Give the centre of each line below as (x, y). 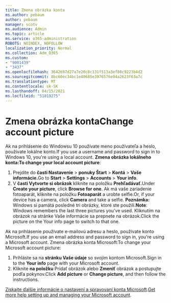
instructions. (26, 279)
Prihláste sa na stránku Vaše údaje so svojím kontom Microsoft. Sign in (87, 258)
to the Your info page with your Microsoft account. (66, 263)
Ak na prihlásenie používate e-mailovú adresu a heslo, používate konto (80, 232)
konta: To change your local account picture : (53, 163)
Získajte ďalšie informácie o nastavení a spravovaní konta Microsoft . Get (80, 290)
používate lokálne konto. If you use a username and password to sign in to (83, 152)
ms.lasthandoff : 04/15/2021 (35, 91)
